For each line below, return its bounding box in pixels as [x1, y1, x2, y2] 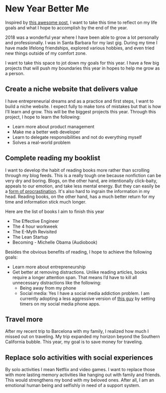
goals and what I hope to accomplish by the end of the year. [5, 24, 128, 30]
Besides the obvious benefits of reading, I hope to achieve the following [5, 249, 152, 255]
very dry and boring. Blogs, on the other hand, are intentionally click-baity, [5, 178, 158, 184]
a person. [5, 70, 25, 76]
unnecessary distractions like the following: [12, 280, 101, 286]
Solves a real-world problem [12, 139, 71, 145]
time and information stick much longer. [5, 198, 86, 204]
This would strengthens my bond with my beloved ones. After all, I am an [5, 377, 154, 383]
